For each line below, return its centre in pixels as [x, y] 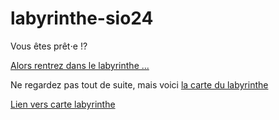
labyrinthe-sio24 [82, 18]
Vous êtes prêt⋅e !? [49, 46]
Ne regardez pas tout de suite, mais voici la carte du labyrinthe [139, 84]
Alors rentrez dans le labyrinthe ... [80, 65]
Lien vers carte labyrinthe [63, 104]
